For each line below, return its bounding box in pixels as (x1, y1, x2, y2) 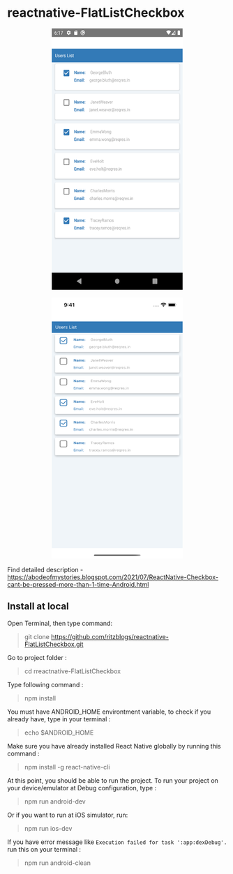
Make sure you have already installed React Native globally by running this (7, 742, 221, 750)
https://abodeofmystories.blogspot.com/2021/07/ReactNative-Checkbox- (7, 573, 218, 581)
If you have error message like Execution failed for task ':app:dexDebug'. (7, 838, 227, 846)
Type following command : (7, 680, 84, 689)
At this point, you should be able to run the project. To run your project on (7, 776, 218, 785)
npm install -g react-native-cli (24, 762, 110, 771)
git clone (24, 632, 50, 641)
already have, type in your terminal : (7, 714, 111, 723)
